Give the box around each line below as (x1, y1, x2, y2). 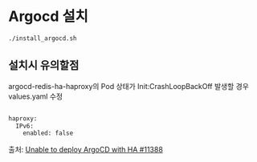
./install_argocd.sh (8, 34, 78, 43)
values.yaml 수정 (8, 91, 63, 101)
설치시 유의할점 (8, 59, 80, 72)
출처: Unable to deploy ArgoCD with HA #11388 (8, 145, 163, 155)
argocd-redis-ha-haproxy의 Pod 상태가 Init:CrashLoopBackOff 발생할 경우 (8, 81, 249, 91)
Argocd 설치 (8, 7, 88, 26)
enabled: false (22, 129, 74, 137)
